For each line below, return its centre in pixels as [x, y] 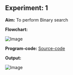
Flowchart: [17, 29]
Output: [13, 58]
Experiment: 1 [27, 8]
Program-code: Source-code [35, 48]
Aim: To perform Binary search [36, 20]
